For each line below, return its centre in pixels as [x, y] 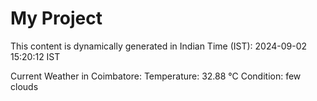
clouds [24, 86]
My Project [56, 18]
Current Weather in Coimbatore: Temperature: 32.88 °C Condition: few [156, 76]
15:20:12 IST [35, 56]
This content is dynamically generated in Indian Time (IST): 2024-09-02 [159, 46]
